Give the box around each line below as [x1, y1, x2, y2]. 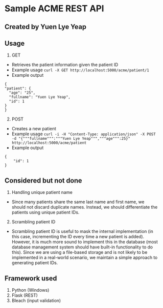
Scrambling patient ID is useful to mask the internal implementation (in [11, 228, 154, 234]
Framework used [4, 274, 57, 282]
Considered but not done [4, 176, 82, 185]
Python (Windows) [11, 287, 49, 293]
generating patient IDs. [11, 260, 58, 266]
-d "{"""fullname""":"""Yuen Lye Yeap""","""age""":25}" [11, 136, 131, 141]
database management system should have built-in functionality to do [11, 244, 153, 250]
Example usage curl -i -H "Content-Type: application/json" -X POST [11, 131, 156, 137]
